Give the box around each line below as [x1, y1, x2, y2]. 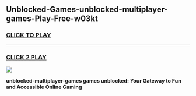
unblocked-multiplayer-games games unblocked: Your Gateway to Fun [6, 77, 182, 84]
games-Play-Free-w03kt [6, 14, 98, 24]
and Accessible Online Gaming [6, 83, 82, 90]
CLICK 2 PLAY [6, 53, 47, 61]
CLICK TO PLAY [6, 31, 51, 40]
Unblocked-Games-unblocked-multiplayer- [6, 5, 168, 15]
